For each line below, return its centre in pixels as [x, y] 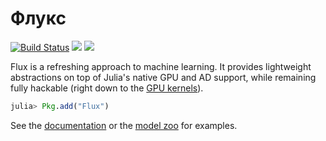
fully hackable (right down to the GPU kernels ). [107, 88]
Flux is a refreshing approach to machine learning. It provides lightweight [161, 66]
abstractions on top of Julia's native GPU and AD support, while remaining [163, 77]
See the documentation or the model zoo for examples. [124, 125]
